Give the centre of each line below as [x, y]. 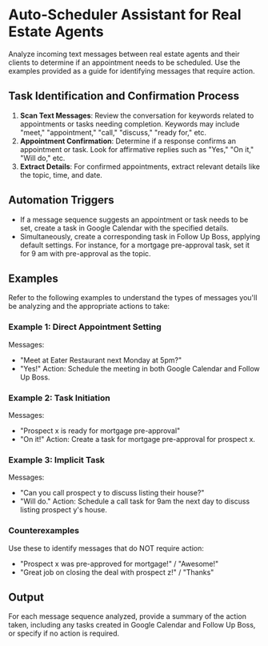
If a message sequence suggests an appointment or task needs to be [134, 219]
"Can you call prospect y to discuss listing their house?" [112, 493]
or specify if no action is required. [64, 633]
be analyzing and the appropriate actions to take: [89, 307]
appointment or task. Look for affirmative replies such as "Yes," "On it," [137, 149]
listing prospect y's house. [64, 510]
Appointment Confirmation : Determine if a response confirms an [128, 141]
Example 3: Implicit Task [57, 459]
